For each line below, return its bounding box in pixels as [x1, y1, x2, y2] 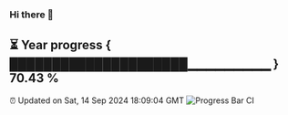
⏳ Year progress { [9, 37, 112, 53]
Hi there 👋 [9, 8, 55, 21]
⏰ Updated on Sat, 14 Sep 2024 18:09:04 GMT [9, 95, 185, 106]
